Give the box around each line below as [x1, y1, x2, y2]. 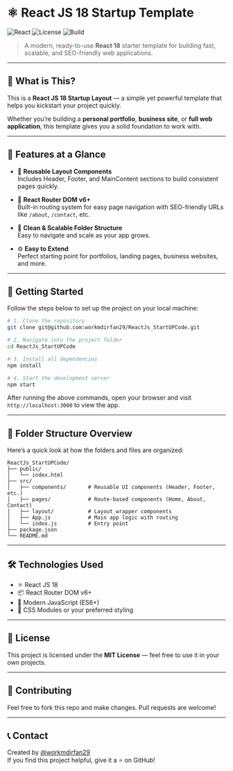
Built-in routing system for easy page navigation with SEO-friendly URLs [17, 203, 224, 211]
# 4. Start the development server [7, 374, 110, 381]
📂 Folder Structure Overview [7, 427, 133, 439]
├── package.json [7, 527, 58, 533]
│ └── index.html [7, 472, 64, 479]
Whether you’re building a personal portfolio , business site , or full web [7, 115, 213, 123]
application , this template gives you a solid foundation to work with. [7, 122, 201, 130]
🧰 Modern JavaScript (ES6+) [17, 599, 100, 606]
